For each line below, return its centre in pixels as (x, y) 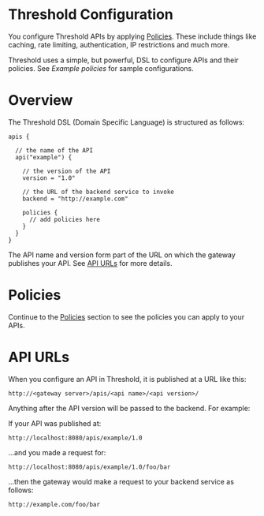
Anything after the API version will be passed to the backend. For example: (129, 408)
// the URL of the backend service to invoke (99, 192)
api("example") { (44, 157)
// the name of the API (54, 150)
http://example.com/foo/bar (54, 504)
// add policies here (65, 219)
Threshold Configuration (91, 15)
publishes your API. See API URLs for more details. (91, 263)
